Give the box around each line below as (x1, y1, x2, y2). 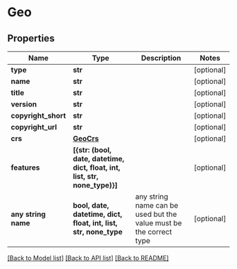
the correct (135, 227, 172, 237)
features (11, 163, 40, 173)
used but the (135, 209, 178, 219)
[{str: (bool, (73, 145, 111, 155)
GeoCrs (73, 134, 99, 143)
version (11, 99, 37, 109)
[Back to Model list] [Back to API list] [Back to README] (7, 254, 169, 262)
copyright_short (11, 111, 66, 120)
